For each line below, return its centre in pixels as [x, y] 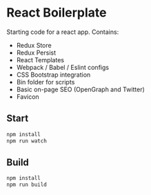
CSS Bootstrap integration [53, 75]
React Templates [40, 59]
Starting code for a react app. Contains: [63, 32]
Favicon [28, 96]
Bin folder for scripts [46, 82]
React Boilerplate [57, 13]
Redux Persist [36, 53]
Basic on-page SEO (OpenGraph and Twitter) [81, 89]
